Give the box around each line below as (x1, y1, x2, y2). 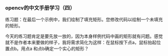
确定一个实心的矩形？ (44, 46, 89, 52)
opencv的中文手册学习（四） (5, 4, 75, 11)
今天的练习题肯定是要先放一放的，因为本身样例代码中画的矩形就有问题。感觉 (5, 33, 163, 39)
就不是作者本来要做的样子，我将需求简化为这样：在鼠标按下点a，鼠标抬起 (5, 40, 156, 46)
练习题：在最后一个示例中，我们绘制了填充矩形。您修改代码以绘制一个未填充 (5, 16, 163, 23)
